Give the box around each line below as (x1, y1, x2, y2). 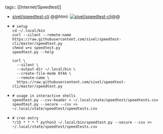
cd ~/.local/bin (12, 28, 45, 33)
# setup (12, 24, 28, 29)
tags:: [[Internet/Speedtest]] (5, 4, 62, 10)
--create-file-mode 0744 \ (17, 71, 72, 76)
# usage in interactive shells (12, 93, 76, 98)
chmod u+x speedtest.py (12, 45, 61, 50)
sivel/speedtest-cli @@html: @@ (12, 14, 120, 19)
